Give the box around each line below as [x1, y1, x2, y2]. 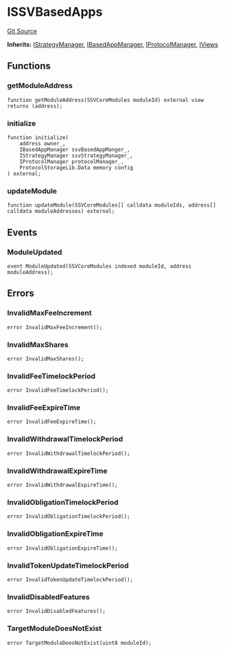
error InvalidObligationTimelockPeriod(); [7, 513, 130, 520]
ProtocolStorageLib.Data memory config [19, 164, 134, 171]
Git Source [7, 27, 38, 35]
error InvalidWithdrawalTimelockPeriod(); [7, 450, 130, 457]
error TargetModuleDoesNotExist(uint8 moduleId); [7, 639, 152, 646]
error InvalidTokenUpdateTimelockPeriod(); [7, 576, 134, 583]
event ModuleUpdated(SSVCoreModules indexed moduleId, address [7, 262, 192, 269]
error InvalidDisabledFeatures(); [7, 608, 106, 615]
